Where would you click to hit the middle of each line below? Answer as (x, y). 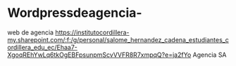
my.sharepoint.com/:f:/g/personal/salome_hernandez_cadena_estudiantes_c (118, 39)
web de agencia (31, 32)
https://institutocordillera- (92, 32)
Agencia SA (210, 55)
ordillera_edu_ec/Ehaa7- (42, 47)
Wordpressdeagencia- (75, 13)
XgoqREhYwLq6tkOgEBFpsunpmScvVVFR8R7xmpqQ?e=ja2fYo (99, 55)
